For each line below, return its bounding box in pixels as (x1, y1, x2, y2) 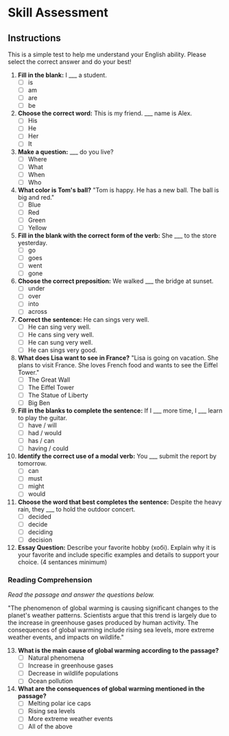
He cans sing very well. (27, 330, 95, 338)
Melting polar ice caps (27, 699, 91, 708)
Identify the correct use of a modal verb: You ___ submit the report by (17, 452, 217, 461)
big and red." (17, 193, 55, 201)
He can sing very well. (27, 323, 91, 331)
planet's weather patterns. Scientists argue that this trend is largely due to (8, 611, 217, 619)
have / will (27, 421, 57, 429)
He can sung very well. (27, 338, 93, 346)
